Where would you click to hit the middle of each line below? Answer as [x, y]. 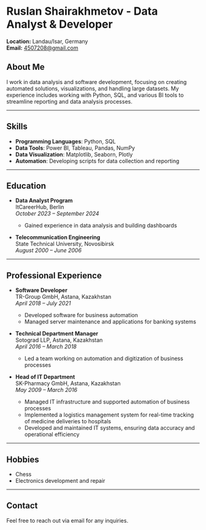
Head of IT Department [45, 377]
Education [26, 186]
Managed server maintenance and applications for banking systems [110, 322]
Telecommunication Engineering [58, 237]
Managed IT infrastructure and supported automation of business [107, 402]
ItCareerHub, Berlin [40, 207]
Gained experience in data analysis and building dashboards [101, 226]
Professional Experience [54, 275]
